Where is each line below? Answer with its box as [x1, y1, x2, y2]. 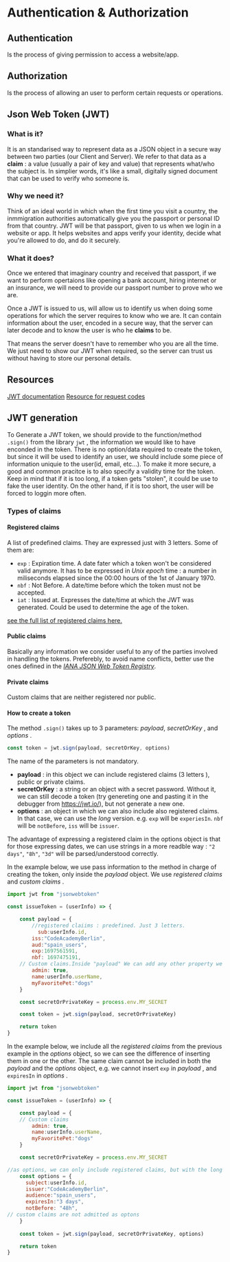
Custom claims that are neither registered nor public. [7, 693, 157, 701]
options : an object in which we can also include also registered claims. [16, 807, 220, 815]
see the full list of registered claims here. [7, 616, 122, 624]
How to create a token [7, 709, 71, 717]
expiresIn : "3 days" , [25, 1199, 84, 1206]
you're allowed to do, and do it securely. [7, 236, 121, 244]
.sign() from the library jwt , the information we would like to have [7, 438, 196, 446]
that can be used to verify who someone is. [7, 174, 130, 182]
